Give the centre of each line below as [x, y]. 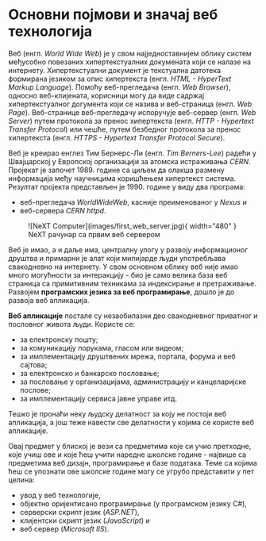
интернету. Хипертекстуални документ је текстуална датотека [114, 70]
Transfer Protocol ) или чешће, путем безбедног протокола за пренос [125, 129]
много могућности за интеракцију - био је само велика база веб [118, 274]
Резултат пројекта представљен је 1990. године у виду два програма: [127, 186]
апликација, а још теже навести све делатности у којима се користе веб [131, 422]
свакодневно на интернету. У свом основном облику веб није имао [123, 267]
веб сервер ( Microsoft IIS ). [64, 528]
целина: [21, 480]
